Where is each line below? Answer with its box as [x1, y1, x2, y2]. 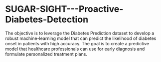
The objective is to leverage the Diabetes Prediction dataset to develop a [5, 30, 155, 36]
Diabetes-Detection [5, 14, 89, 25]
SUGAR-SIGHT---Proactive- [5, 3, 124, 15]
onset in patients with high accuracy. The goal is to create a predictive [5, 40, 150, 46]
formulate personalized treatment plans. [5, 51, 87, 57]
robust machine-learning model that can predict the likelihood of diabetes [5, 35, 157, 41]
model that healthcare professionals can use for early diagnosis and [5, 46, 145, 52]
